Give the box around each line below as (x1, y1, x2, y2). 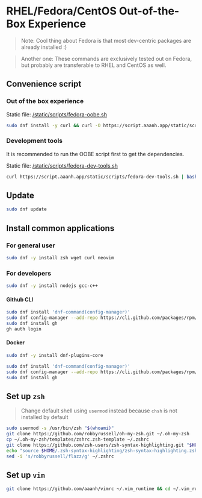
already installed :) (20, 43, 67, 51)
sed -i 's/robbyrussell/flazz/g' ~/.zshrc (6, 453, 114, 459)
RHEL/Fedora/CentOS (6, 4, 117, 18)
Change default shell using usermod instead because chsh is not (20, 407, 177, 414)
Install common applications (6, 223, 115, 233)
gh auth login (6, 326, 42, 332)
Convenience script (6, 79, 82, 89)
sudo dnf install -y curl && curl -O (6, 122, 101, 128)
